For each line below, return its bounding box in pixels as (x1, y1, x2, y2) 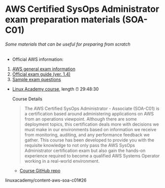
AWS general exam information (12, 66, 75, 72)
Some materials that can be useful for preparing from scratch (5, 41, 131, 47)
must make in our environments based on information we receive (24, 127, 157, 133)
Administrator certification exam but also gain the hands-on (24, 147, 146, 154)
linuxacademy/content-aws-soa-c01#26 (5, 177, 87, 184)
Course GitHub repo (19, 168, 61, 174)
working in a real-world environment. (24, 158, 100, 164)
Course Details (12, 96, 43, 102)
